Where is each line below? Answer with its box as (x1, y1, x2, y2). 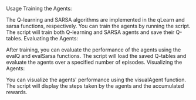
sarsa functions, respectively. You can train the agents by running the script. (6, 23, 191, 29)
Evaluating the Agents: (23, 35, 78, 42)
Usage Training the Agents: (6, 5, 72, 12)
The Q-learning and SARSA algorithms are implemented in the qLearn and (6, 16, 185, 23)
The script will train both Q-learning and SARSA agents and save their (6, 29, 175, 36)
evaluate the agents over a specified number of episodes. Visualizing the (6, 58, 183, 65)
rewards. (6, 89, 28, 95)
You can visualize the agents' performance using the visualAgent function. (6, 76, 187, 83)
